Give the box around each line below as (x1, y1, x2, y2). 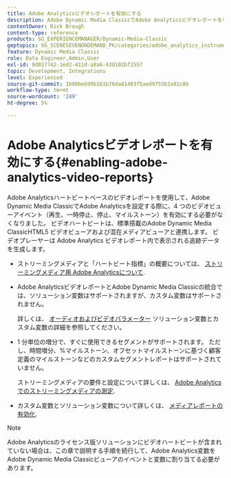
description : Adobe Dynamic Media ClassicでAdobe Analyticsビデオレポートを (7, 17, 223, 23)
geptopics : (7, 42, 38, 49)
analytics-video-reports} (7, 170, 154, 186)
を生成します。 (7, 245, 49, 253)
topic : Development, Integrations (7, 67, 107, 74)
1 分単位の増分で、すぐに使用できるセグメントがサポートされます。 (16, 338, 208, 346)
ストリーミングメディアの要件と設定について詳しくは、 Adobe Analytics (16, 378, 222, 386)
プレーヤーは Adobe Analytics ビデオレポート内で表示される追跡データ (19, 236, 220, 244)
